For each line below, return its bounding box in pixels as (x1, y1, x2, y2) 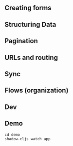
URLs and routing (4, 53, 58, 62)
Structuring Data (4, 20, 56, 29)
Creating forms (4, 4, 52, 12)
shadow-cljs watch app (4, 136, 51, 141)
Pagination (4, 37, 38, 45)
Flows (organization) (4, 86, 69, 95)
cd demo (4, 132, 20, 137)
